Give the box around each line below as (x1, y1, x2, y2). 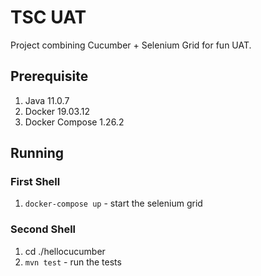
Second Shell (10, 222, 76, 236)
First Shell (10, 175, 61, 189)
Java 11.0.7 (24, 94, 70, 106)
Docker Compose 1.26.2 (24, 116, 125, 128)
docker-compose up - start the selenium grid (24, 197, 203, 210)
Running (10, 145, 65, 162)
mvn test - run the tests (24, 256, 122, 268)
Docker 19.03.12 (24, 105, 90, 117)
